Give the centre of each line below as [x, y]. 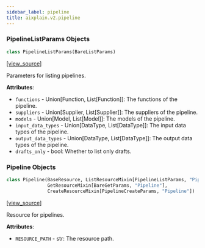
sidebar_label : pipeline [38, 12]
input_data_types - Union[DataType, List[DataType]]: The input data [100, 125]
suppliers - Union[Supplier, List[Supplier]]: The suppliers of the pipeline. [106, 112]
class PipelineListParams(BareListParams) [61, 52]
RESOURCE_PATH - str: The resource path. [64, 238]
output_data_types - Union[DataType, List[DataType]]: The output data [104, 138]
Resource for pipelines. [35, 214]
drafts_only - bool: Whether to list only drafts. [73, 151]
